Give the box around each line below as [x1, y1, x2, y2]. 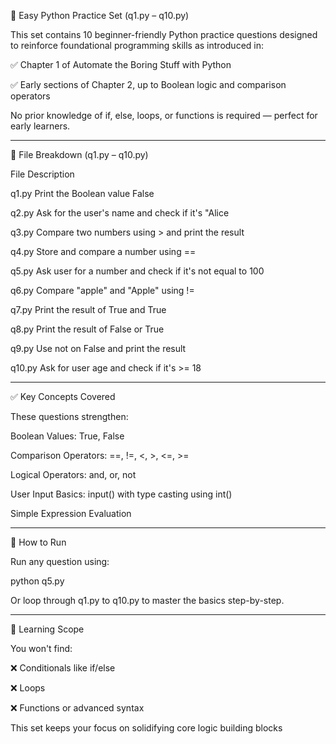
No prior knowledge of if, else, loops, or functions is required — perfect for [10, 110, 318, 121]
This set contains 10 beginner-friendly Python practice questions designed [10, 29, 318, 40]
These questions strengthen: [10, 411, 129, 422]
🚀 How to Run [10, 536, 67, 548]
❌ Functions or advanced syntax [10, 702, 145, 714]
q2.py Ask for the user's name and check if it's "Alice [10, 207, 230, 219]
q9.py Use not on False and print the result [10, 343, 187, 354]
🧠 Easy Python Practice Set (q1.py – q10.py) [10, 10, 190, 21]
